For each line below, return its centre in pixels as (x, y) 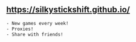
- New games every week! (37, 23)
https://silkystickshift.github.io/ (68, 10)
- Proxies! (20, 29)
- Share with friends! (35, 34)
